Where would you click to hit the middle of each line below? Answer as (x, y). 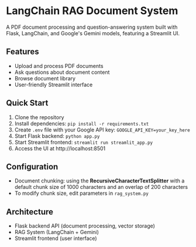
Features (23, 52)
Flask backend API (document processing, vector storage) (85, 226)
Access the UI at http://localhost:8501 (60, 148)
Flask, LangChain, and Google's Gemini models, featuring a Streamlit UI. (93, 33)
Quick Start (27, 103)
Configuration (32, 166)
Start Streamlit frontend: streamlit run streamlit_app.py (84, 142)
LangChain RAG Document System (92, 11)
